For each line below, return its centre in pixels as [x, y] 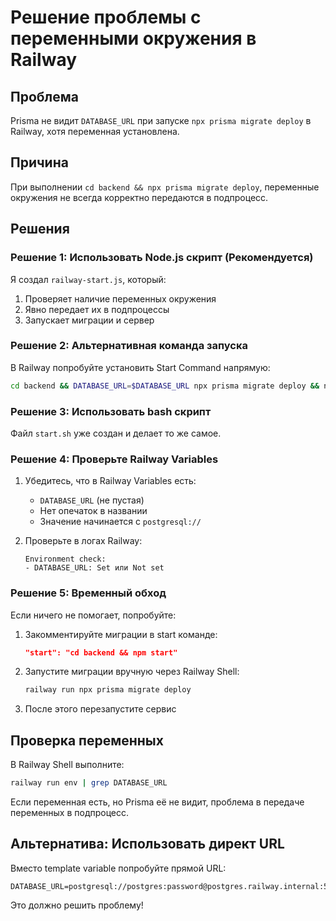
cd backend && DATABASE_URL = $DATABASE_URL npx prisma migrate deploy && [165, 386]
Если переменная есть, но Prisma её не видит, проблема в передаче [157, 802]
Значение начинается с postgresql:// [120, 522]
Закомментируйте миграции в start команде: [121, 634]
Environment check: [65, 559]
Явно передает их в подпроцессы [97, 309]
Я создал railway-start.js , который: [88, 279]
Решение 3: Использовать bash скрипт [111, 411]
